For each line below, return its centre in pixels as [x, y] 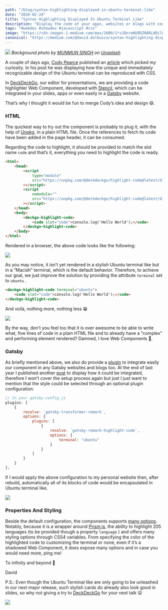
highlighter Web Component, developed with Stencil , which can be [74, 88]
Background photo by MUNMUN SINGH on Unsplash [66, 53]
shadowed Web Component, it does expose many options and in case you [82, 548]
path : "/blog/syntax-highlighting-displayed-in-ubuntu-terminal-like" [80, 10]
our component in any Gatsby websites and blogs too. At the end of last [79, 367]
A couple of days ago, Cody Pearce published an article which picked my [81, 62]
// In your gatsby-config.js [35, 398]
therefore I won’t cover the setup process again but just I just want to [76, 378]
